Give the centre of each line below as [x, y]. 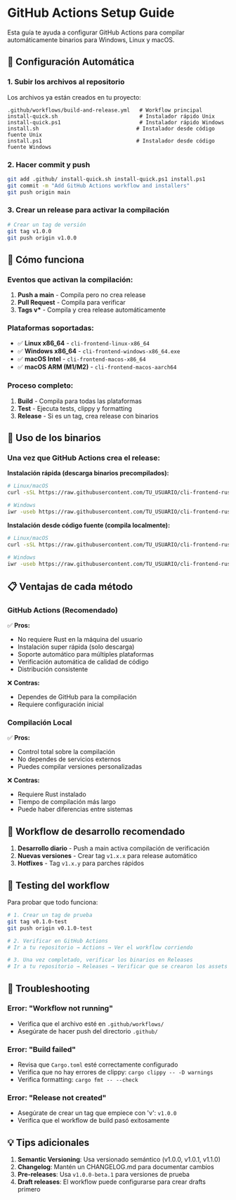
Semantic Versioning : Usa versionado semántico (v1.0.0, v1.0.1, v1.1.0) [119, 1159]
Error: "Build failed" [41, 1049]
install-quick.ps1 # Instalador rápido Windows [116, 122]
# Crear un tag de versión [47, 225]
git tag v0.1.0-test [38, 921]
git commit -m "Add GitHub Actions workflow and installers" [99, 185]
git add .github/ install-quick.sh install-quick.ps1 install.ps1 [106, 179]
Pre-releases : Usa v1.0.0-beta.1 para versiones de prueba [103, 1175]
